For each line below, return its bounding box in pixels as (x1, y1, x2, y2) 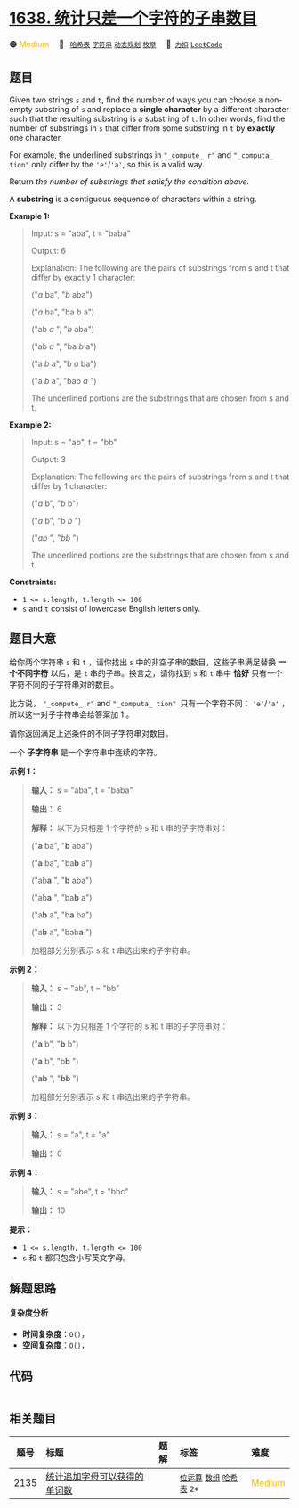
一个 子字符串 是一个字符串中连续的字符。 (9, 746, 162, 757)
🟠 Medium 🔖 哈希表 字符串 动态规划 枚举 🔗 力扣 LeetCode (9, 38, 223, 49)
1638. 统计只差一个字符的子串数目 (9, 8, 258, 29)
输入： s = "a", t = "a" (30, 1129, 110, 1140)
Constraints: (9, 576, 57, 587)
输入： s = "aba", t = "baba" (30, 785, 133, 795)
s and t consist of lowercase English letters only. (21, 603, 201, 614)
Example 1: (9, 210, 51, 221)
